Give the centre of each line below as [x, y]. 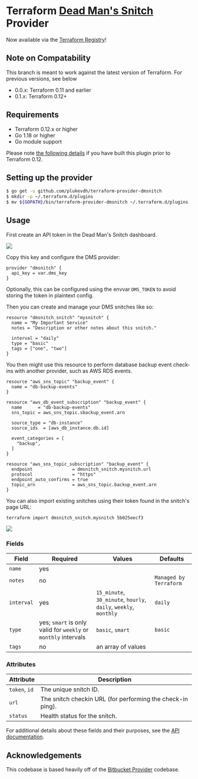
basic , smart [113, 630]
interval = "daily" [35, 338]
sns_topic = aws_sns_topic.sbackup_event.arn [68, 412]
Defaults [172, 559]
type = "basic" [30, 343]
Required [65, 559]
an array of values [121, 647]
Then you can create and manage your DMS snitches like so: [80, 307]
